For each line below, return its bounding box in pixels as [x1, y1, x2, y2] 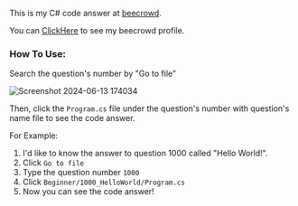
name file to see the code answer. [9, 113, 135, 124]
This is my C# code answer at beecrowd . [9, 8, 163, 18]
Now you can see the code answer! [22, 186, 155, 197]
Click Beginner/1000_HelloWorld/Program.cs [22, 176, 185, 188]
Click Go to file [22, 157, 85, 168]
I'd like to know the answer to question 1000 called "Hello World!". [22, 148, 268, 159]
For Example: [9, 130, 59, 141]
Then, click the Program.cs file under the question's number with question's [9, 103, 290, 114]
